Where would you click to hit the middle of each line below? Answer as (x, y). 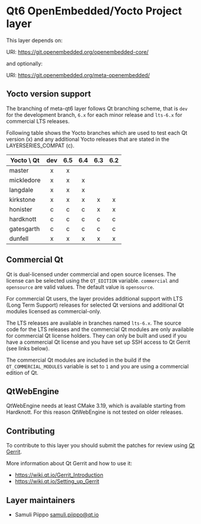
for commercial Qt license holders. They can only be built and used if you (97, 335)
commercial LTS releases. (38, 121)
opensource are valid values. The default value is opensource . (80, 287)
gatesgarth (25, 229)
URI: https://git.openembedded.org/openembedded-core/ (77, 52)
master (19, 170)
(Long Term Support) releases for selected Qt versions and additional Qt (95, 305)
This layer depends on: (34, 40)
